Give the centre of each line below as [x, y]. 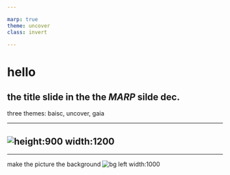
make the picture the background [54, 164]
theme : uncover [29, 26]
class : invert [27, 32]
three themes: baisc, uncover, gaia [56, 113]
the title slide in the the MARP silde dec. [93, 97]
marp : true [23, 19]
